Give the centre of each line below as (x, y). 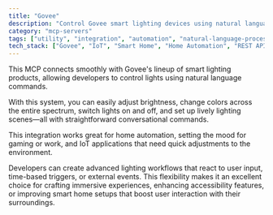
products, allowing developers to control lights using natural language (125, 78)
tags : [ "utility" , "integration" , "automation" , (92, 39)
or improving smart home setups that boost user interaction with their (125, 194)
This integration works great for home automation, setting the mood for (127, 135)
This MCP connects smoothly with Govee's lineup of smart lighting (120, 69)
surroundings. (32, 203)
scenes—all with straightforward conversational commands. (109, 119)
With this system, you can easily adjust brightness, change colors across (130, 102)
